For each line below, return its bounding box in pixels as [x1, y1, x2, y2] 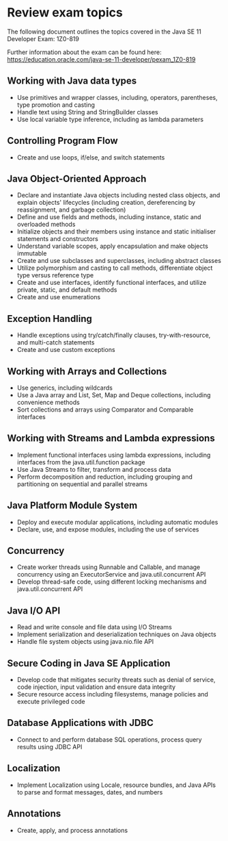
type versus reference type [16, 271, 94, 279]
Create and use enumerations [16, 293, 101, 301]
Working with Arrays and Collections [7, 365, 167, 377]
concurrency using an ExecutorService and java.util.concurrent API [16, 570, 206, 579]
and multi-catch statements [16, 338, 95, 347]
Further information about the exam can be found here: [7, 48, 162, 56]
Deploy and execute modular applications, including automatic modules [16, 518, 218, 526]
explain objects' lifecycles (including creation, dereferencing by [16, 199, 196, 207]
